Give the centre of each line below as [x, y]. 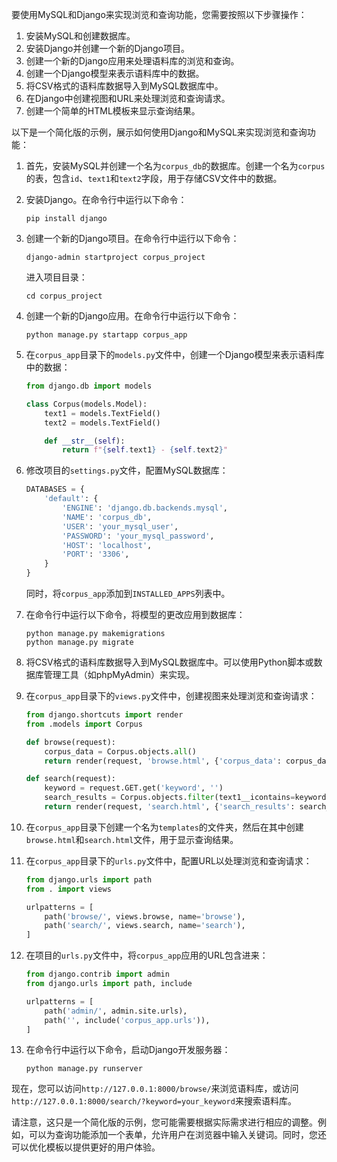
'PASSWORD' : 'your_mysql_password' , [138, 536]
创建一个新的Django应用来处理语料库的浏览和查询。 [132, 61]
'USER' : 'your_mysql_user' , [120, 526]
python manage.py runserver [84, 1069]
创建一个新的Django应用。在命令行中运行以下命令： [132, 316]
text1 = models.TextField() [102, 413]
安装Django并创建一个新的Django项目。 [108, 48]
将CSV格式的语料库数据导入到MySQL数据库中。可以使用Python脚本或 [169, 662]
